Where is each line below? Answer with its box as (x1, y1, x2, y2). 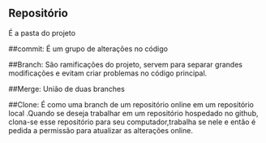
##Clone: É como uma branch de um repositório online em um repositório (8, 99, 254, 109)
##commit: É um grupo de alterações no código (8, 44, 169, 54)
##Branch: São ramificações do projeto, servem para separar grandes (8, 59, 243, 69)
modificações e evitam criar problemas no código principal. (8, 68, 208, 78)
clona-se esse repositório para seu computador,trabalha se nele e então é (8, 117, 256, 127)
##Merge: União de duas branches (8, 84, 126, 93)
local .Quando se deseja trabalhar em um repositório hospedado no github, (8, 108, 259, 118)
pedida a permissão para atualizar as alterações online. (8, 125, 193, 135)
